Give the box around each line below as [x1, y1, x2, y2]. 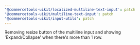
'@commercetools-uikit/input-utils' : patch [4, 16, 94, 21]
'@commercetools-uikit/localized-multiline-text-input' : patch [4, 7, 136, 12]
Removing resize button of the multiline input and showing [4, 30, 121, 35]
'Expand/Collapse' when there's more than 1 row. [4, 34, 103, 40]
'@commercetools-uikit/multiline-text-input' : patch [4, 12, 114, 16]
